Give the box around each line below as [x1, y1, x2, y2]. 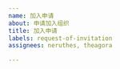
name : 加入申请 [8, 11, 54, 20]
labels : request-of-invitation [8, 34, 113, 43]
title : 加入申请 [8, 26, 58, 34]
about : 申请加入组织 [8, 19, 70, 27]
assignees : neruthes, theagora [8, 42, 113, 50]
